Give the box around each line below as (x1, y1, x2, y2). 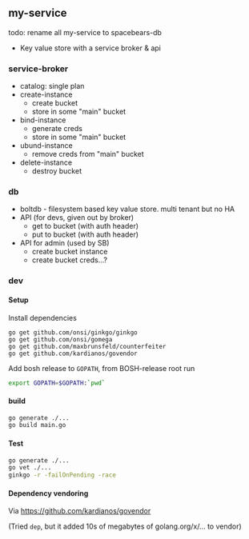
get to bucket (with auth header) (31, 222, 139, 231)
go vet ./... (8, 464, 52, 472)
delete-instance (19, 158, 73, 167)
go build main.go (8, 421, 66, 429)
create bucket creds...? (31, 255, 108, 265)
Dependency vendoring (8, 488, 89, 498)
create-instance (19, 90, 74, 99)
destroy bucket (31, 166, 82, 176)
